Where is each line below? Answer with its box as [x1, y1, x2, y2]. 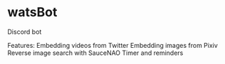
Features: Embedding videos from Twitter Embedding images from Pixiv [7, 41, 219, 49]
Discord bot [7, 27, 42, 36]
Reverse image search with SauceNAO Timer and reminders [7, 49, 184, 57]
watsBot [7, 4, 58, 20]
